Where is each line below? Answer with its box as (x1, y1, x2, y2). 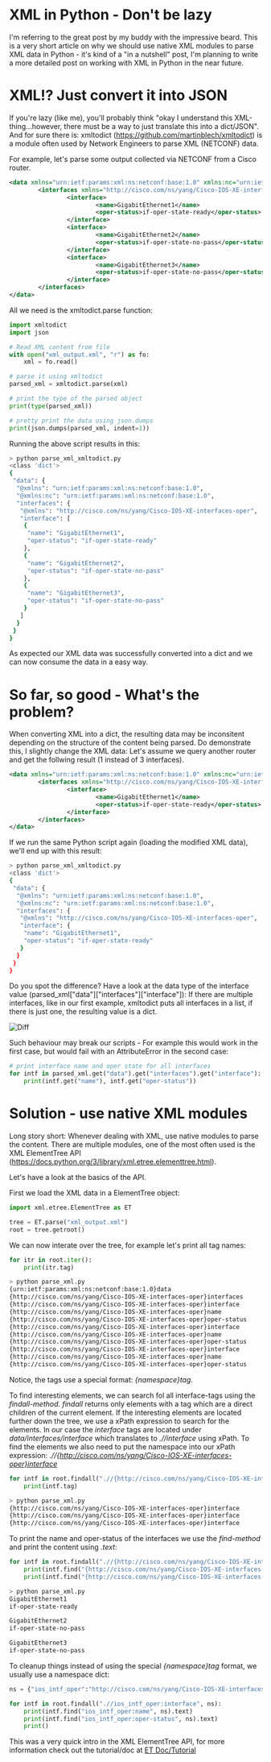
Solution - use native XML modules (9, 1104, 248, 1123)
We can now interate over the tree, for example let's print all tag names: (9, 1240, 246, 1250)
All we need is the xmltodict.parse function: (9, 305, 154, 315)
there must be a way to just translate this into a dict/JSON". (64, 121, 260, 131)
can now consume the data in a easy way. (9, 657, 148, 667)
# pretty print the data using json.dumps (9, 417, 154, 425)
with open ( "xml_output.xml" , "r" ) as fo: (9, 351, 150, 359)
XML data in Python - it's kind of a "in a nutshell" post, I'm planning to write (9, 49, 259, 59)
